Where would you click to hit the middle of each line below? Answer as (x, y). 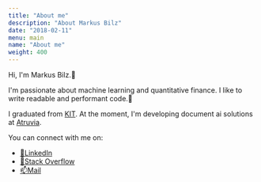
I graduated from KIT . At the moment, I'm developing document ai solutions (130, 114)
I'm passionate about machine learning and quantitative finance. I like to (125, 90)
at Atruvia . (25, 122)
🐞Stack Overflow (47, 161)
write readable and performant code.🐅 (70, 99)
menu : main (26, 38)
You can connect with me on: (56, 138)
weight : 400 (28, 52)
